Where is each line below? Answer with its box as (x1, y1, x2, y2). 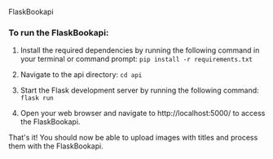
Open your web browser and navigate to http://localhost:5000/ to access (20, 109, 266, 118)
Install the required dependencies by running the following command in (20, 45, 260, 55)
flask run (20, 94, 55, 102)
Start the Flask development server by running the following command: (20, 85, 259, 96)
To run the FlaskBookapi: (8, 27, 109, 38)
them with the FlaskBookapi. (8, 141, 103, 151)
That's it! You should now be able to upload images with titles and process (8, 133, 258, 143)
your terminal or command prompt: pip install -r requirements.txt (20, 54, 253, 64)
